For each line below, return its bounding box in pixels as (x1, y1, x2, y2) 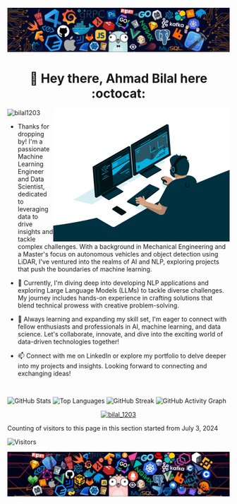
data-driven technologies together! (17, 337, 120, 346)
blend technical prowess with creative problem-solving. (17, 301, 180, 310)
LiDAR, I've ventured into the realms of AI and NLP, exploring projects (17, 257, 220, 266)
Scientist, (17, 182, 45, 191)
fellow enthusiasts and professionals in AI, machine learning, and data (17, 322, 221, 331)
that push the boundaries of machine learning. (17, 265, 152, 274)
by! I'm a (17, 137, 43, 146)
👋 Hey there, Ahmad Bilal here (29, 70, 208, 86)
